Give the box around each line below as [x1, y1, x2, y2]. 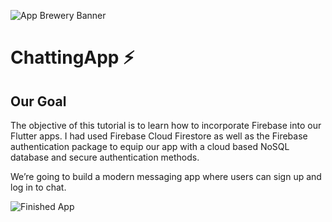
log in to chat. [10, 181, 67, 193]
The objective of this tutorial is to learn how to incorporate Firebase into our [10, 120, 322, 131]
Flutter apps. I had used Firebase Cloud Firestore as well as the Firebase [10, 130, 308, 142]
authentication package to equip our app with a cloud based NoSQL [10, 141, 290, 152]
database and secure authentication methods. [10, 151, 200, 163]
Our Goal [10, 93, 67, 110]
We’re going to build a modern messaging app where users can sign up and [10, 171, 322, 182]
